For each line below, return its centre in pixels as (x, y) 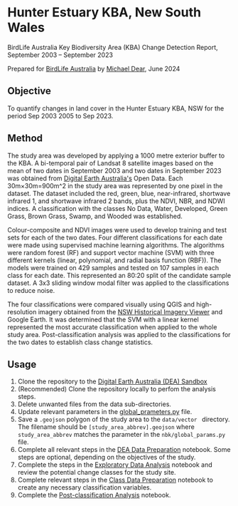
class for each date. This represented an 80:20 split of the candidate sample (119, 275)
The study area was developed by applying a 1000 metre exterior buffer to (116, 155)
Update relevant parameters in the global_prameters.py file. (105, 412)
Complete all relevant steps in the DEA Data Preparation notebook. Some (124, 450)
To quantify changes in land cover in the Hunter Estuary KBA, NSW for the (116, 108)
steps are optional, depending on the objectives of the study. (107, 458)
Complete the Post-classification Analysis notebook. (94, 495)
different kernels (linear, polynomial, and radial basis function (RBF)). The (114, 260)
